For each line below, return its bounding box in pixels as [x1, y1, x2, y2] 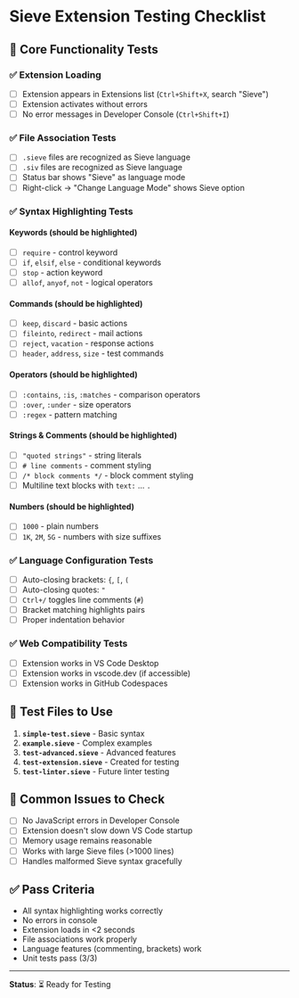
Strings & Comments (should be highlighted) [9, 430, 178, 441]
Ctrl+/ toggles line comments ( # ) [21, 595, 144, 606]
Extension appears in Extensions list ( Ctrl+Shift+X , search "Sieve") [21, 88, 270, 99]
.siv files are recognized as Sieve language [21, 162, 182, 173]
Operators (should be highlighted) [9, 369, 138, 380]
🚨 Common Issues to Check [9, 791, 166, 806]
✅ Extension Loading [9, 69, 102, 81]
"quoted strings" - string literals [21, 450, 142, 461]
